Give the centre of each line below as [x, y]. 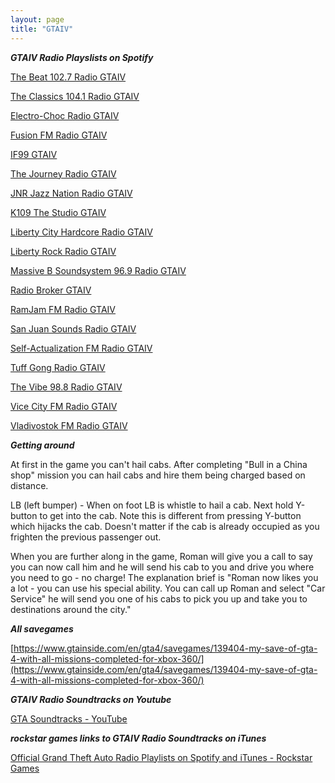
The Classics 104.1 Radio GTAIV [75, 96]
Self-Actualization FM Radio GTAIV [81, 348]
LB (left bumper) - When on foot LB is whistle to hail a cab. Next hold [152, 505]
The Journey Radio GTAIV [63, 173]
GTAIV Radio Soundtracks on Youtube [91, 699]
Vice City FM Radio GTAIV [64, 406]
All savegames [42, 628]
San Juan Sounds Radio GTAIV [73, 328]
